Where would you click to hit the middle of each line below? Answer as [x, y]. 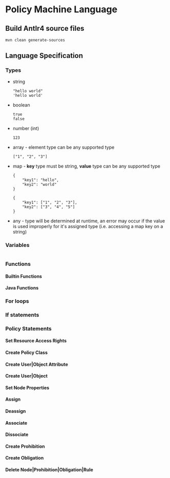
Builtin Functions [24, 276]
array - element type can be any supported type [63, 147]
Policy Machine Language [61, 9]
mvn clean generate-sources [35, 40]
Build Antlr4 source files [45, 28]
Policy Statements [29, 328]
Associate [16, 423]
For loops [17, 301]
